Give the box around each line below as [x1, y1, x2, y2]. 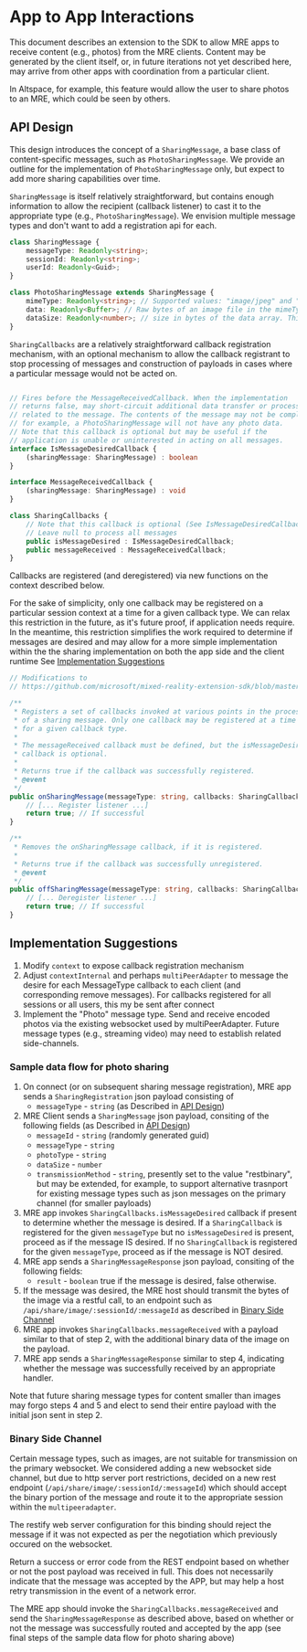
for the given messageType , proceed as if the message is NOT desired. [22, 1245, 283, 1257]
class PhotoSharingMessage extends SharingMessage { [9, 288, 215, 298]
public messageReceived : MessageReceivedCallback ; [26, 545, 227, 555]
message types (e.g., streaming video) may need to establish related [22, 1028, 281, 1039]
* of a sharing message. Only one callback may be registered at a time [13, 715, 297, 725]
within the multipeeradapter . [9, 1501, 117, 1513]
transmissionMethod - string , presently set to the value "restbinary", [36, 1168, 292, 1180]
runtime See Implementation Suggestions [9, 656, 165, 667]
